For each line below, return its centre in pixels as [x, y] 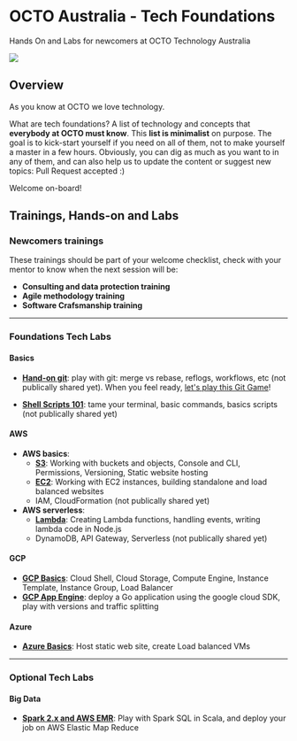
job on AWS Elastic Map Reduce [80, 728]
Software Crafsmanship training [82, 305]
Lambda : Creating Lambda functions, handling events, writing [148, 519]
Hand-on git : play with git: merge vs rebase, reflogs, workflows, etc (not [154, 377]
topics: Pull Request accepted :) [67, 171]
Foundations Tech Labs [61, 336]
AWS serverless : [53, 510]
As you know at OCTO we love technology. [87, 106]
